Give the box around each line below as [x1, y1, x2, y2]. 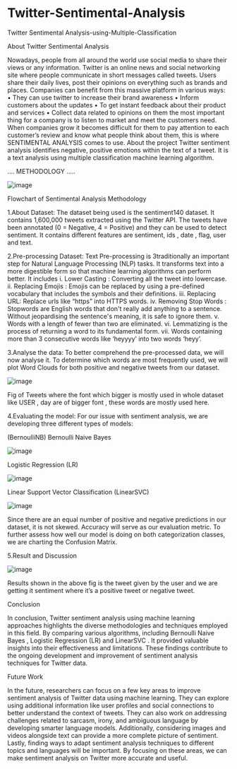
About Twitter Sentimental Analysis [7, 42, 109, 50]
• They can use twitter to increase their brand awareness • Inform [7, 93, 200, 102]
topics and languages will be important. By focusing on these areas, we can [7, 746, 227, 754]
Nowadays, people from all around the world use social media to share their [7, 55, 227, 64]
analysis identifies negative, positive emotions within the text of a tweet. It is [7, 146, 229, 154]
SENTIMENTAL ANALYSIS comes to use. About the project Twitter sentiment [7, 138, 230, 146]
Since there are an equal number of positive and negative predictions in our [7, 515, 227, 524]
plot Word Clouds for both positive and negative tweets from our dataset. [7, 363, 220, 372]
